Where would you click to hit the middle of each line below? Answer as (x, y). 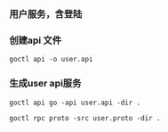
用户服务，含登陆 (46, 13)
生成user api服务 (45, 84)
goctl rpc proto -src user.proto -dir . (85, 118)
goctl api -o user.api (51, 60)
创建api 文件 (36, 40)
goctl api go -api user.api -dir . (75, 103)
